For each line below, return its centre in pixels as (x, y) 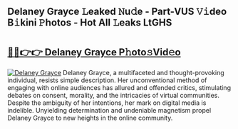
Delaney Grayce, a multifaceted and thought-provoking (144, 73)
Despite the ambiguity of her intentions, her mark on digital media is (107, 103)
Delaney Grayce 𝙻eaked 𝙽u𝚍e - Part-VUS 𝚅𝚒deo (117, 12)
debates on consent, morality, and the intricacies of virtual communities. (113, 95)
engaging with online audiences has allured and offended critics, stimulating (119, 88)
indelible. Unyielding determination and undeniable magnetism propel (109, 110)
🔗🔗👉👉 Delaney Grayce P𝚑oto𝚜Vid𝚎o (94, 52)
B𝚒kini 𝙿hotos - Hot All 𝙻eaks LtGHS (90, 23)
